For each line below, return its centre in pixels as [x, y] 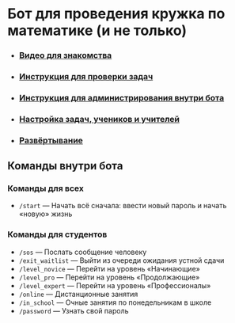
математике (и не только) [97, 30]
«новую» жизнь [45, 214]
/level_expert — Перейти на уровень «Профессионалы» [115, 285]
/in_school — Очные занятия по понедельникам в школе [115, 302]
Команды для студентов [57, 234]
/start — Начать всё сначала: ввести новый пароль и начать [123, 206]
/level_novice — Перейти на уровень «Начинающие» [110, 268]
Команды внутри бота [65, 166]
